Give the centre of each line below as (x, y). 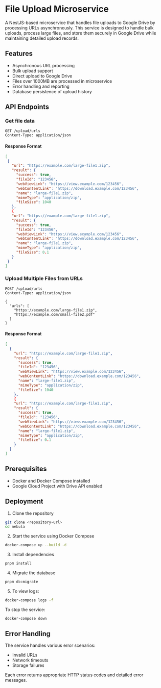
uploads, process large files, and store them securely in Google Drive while (81, 33)
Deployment (24, 501)
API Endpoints (27, 107)
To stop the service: (25, 610)
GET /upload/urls (23, 131)
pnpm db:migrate (22, 582)
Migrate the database (34, 573)
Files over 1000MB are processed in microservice (62, 81)
